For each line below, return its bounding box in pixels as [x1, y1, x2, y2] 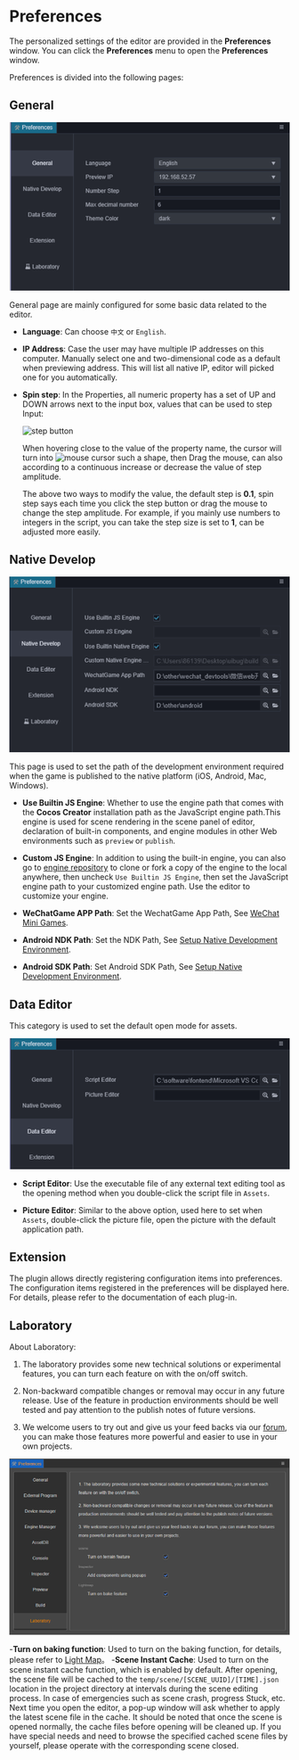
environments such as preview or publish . [21, 836, 176, 847]
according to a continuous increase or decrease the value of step [21, 461, 263, 472]
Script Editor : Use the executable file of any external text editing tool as [21, 1177, 286, 1188]
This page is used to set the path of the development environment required [9, 761, 285, 773]
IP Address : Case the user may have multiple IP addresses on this [21, 343, 264, 354]
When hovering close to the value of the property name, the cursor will [21, 442, 282, 453]
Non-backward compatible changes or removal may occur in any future [21, 1385, 285, 1397]
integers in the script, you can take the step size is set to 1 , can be [21, 516, 265, 527]
